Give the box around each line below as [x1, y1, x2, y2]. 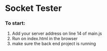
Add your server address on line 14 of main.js [12, 31, 102, 36]
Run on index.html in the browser [12, 36, 78, 41]
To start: [5, 20, 26, 27]
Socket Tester [5, 3, 62, 14]
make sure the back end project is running [12, 41, 96, 47]
